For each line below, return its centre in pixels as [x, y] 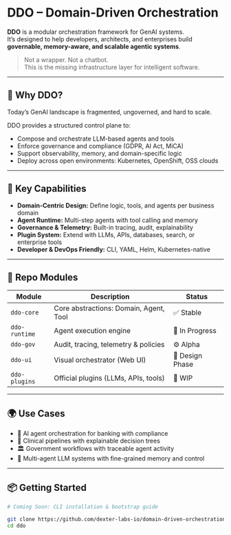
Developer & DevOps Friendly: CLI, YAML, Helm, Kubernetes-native [114, 249]
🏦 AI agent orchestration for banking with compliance [92, 434]
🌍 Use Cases [36, 413]
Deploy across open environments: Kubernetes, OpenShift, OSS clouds [118, 161]
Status [197, 296]
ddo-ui [21, 360]
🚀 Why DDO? [35, 95]
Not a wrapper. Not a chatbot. [66, 59]
